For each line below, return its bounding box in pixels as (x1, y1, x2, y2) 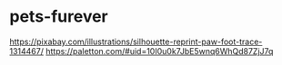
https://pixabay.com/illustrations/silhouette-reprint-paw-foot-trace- (9, 36, 263, 47)
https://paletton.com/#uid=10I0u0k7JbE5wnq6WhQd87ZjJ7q (45, 45, 274, 56)
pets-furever (9, 6, 108, 27)
